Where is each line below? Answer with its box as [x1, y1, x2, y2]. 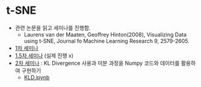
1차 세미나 [14, 44, 39, 52]
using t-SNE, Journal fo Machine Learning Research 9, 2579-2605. [23, 37, 190, 44]
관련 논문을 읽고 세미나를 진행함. [14, 24, 91, 31]
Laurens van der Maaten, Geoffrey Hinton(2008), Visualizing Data [23, 31, 187, 38]
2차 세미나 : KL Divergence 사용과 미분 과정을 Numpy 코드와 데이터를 [14, 59, 180, 67]
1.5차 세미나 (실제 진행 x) [14, 52, 74, 59]
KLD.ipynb [23, 73, 50, 81]
